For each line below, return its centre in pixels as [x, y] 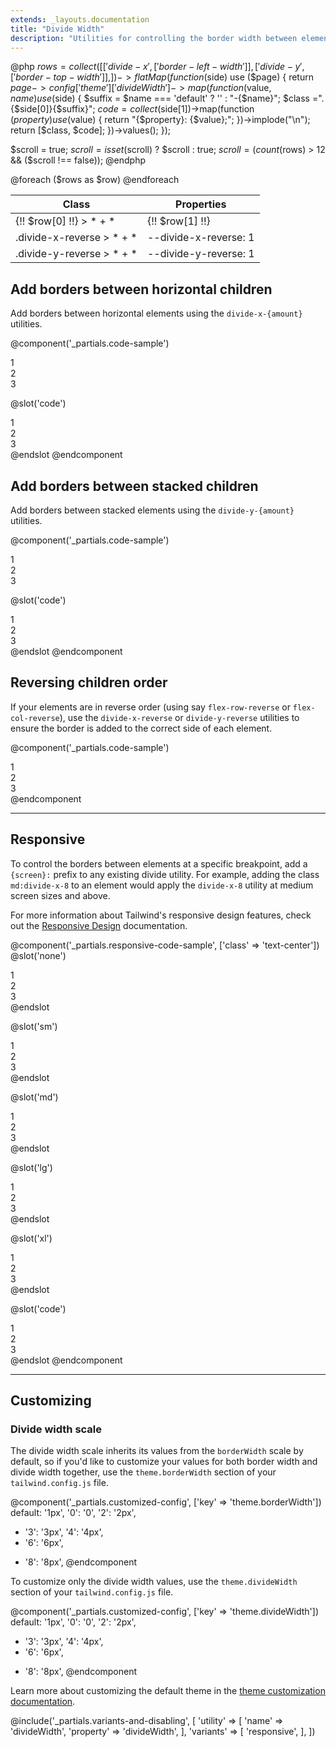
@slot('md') [34, 1097]
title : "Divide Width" [57, 29]
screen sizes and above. [60, 895]
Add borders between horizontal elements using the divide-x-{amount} [156, 313]
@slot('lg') [31, 1167]
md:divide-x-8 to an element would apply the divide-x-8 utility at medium [162, 885]
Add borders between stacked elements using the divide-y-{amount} [152, 510]
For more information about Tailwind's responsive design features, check [161, 915]
